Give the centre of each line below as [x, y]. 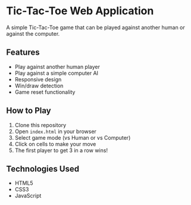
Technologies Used [43, 168]
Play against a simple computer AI [57, 73]
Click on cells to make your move [55, 144]
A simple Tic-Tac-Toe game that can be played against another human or [96, 27]
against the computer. [33, 33]
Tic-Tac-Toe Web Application [80, 11]
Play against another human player [57, 67]
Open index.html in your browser [56, 131]
